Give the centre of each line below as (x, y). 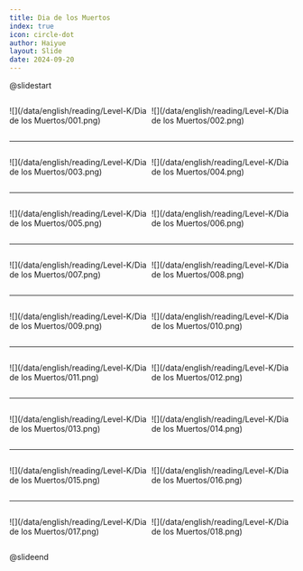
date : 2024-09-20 (42, 60)
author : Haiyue (38, 43)
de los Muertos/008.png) (198, 275)
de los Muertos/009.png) (56, 326)
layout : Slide (36, 51)
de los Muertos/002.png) (198, 120)
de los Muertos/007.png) (55, 275)
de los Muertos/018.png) (197, 531)
